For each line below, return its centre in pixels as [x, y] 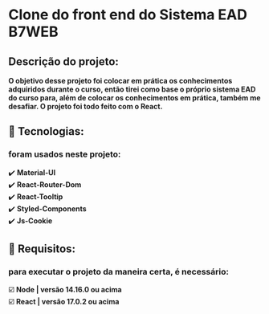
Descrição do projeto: [63, 61]
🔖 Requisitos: [42, 249]
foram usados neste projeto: [65, 154]
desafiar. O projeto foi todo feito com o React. [86, 106]
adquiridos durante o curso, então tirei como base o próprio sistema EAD [132, 89]
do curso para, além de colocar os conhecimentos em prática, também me [134, 98]
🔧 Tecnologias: [46, 131]
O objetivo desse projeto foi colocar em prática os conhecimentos [120, 81]
